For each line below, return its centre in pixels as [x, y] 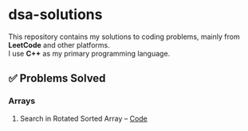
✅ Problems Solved [57, 78]
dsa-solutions [55, 15]
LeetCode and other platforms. [59, 44]
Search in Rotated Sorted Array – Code [83, 118]
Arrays [22, 101]
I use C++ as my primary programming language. [89, 53]
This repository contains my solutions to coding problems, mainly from [124, 37]
